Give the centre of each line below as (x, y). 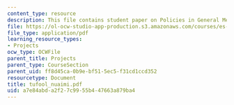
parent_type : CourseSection (48, 65)
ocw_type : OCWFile (34, 52)
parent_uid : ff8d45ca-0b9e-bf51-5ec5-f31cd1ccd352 (82, 71)
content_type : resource (42, 13)
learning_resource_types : (45, 39)
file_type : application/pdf (48, 33)
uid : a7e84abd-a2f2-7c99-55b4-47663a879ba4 (71, 90)
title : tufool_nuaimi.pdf (45, 84)
